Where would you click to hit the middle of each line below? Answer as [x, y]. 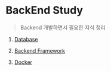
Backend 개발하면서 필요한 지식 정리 [63, 27]
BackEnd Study [44, 10]
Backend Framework [40, 50]
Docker [23, 62]
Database [26, 39]
